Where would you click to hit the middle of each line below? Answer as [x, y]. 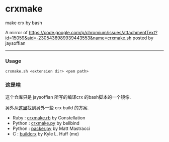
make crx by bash [24, 23]
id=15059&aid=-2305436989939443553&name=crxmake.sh [68, 38]
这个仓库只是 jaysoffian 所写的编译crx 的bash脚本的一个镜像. [68, 97]
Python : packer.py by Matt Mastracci [51, 128]
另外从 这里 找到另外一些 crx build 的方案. [47, 108]
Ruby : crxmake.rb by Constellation [49, 118]
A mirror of [16, 32]
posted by [143, 38]
